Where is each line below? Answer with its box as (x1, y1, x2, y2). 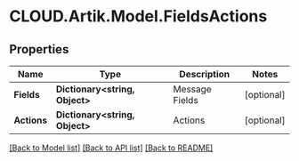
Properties (9, 42, 69, 57)
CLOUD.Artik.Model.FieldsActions (9, 6, 268, 27)
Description (179, 68, 230, 80)
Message (173, 83, 212, 95)
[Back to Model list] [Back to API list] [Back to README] (9, 142, 214, 153)
